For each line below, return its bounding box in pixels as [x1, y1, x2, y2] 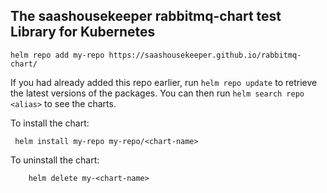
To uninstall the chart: [10, 154, 100, 166]
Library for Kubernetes [10, 24, 156, 41]
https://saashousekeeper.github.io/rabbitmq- [108, 50, 302, 60]
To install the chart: [10, 117, 90, 129]
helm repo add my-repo [10, 50, 105, 60]
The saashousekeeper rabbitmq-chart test [10, 8, 282, 25]
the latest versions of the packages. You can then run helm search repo [10, 87, 305, 99]
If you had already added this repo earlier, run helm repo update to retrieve [10, 76, 318, 88]
